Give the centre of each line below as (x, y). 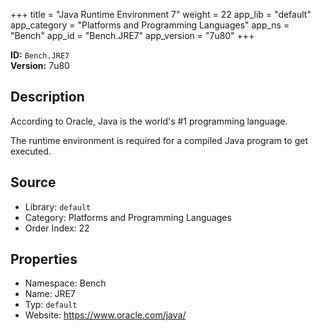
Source (33, 182)
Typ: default (51, 305)
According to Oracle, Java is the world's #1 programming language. (149, 121)
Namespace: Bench (65, 283)
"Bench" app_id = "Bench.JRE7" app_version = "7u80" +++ (132, 35)
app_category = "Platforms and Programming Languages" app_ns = (150, 25)
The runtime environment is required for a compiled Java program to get (159, 140)
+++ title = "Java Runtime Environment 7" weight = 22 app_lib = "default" (161, 14)
